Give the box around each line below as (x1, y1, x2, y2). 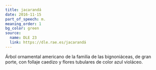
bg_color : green (5, 26, 39, 31)
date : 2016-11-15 (5, 12, 42, 17)
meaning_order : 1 (5, 21, 42, 26)
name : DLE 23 (10, 35, 37, 40)
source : (5, 30, 22, 35)
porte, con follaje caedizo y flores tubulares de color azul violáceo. (5, 58, 143, 65)
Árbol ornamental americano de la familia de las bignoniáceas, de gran (5, 53, 151, 59)
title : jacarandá (5, 7, 42, 12)
